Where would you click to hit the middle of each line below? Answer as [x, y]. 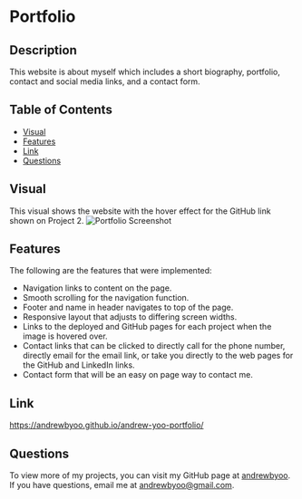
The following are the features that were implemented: [111, 271]
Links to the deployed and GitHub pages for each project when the [147, 327]
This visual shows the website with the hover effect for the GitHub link [140, 211]
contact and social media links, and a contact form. [105, 82]
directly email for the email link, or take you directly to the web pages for [158, 356]
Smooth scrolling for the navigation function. [106, 298]
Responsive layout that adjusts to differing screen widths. [130, 317]
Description [43, 50]
